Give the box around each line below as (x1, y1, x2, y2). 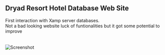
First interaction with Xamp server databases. (5, 17, 100, 23)
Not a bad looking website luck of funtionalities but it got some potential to (5, 23, 160, 29)
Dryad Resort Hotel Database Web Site (5, 4, 129, 13)
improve (5, 28, 23, 34)
